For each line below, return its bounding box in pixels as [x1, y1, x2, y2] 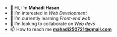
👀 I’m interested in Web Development [10, 10, 87, 16]
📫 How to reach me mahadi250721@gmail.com [10, 26, 112, 32]
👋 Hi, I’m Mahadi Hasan [10, 5, 60, 10]
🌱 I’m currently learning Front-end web [10, 15, 91, 21]
